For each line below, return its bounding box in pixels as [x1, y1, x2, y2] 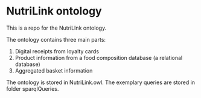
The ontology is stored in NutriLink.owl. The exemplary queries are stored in [6, 79, 195, 86]
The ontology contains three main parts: [6, 36, 106, 43]
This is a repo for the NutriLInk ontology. [6, 24, 107, 31]
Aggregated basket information [14, 67, 93, 74]
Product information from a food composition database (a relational [14, 54, 183, 61]
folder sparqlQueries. [6, 85, 59, 92]
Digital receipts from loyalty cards [14, 47, 100, 55]
